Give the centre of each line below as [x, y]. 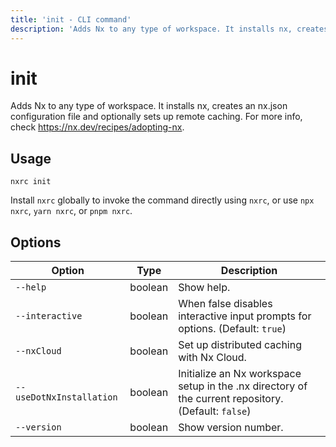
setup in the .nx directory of [243, 386]
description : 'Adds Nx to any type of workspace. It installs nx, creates [169, 29]
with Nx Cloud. [212, 358]
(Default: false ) [215, 411]
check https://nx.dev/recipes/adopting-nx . [97, 127]
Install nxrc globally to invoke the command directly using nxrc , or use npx [162, 200]
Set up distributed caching [240, 345]
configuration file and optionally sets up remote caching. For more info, [156, 117]
